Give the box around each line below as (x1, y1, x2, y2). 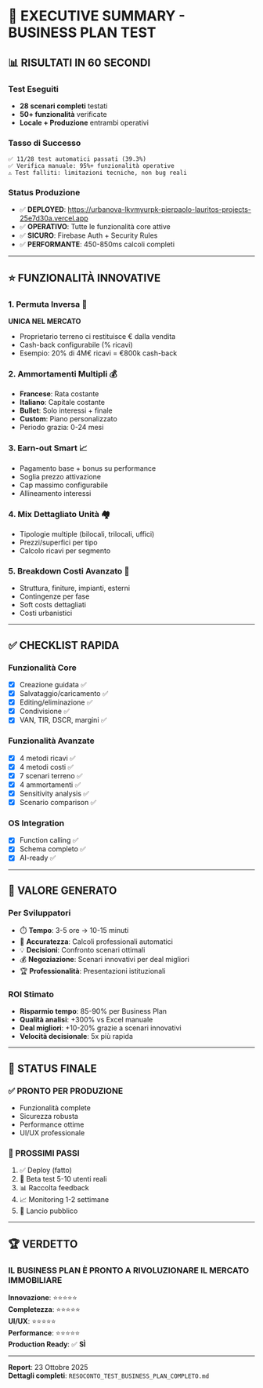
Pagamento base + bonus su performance (19, 463, 157, 473)
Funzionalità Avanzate (8, 735, 95, 746)
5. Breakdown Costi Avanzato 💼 (8, 565, 130, 576)
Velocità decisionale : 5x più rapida (19, 1032, 133, 1041)
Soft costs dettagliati (19, 600, 86, 610)
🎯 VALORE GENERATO (8, 883, 117, 897)
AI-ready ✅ (19, 853, 56, 862)
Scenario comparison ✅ (19, 797, 97, 807)
